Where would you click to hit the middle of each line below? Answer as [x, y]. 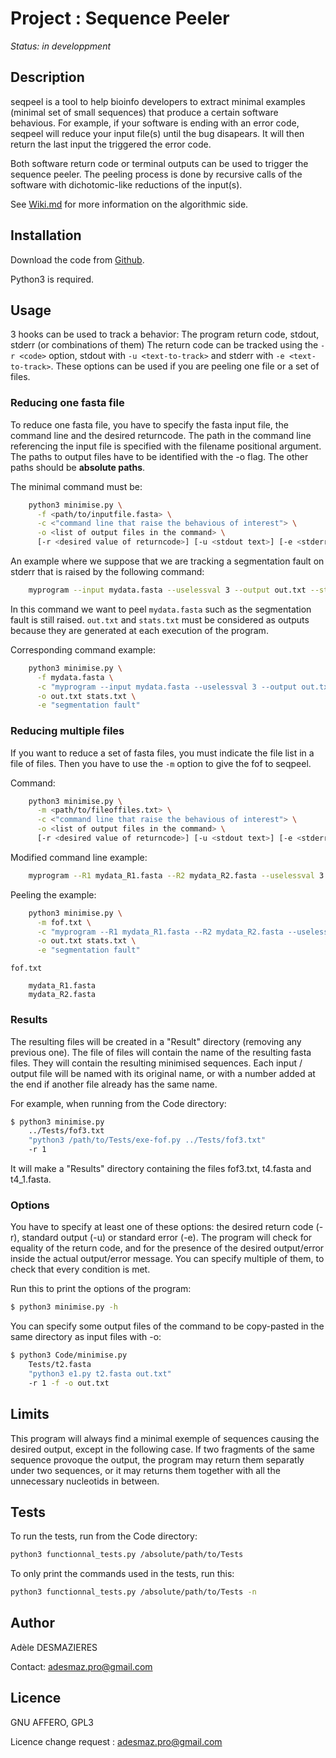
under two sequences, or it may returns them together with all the [145, 1470]
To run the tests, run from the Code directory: [104, 1536]
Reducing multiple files [67, 731]
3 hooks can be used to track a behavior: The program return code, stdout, [165, 334]
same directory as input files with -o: [86, 1337]
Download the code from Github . [77, 259]
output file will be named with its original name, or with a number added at [163, 1073]
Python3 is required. [52, 279]
